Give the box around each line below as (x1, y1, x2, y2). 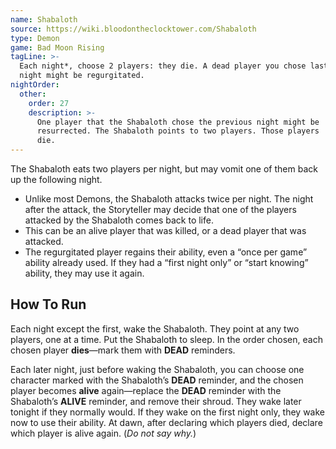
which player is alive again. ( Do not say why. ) (10, 427, 197, 439)
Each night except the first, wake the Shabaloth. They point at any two (10, 322, 300, 335)
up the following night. (10, 174, 103, 185)
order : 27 (28, 98, 70, 108)
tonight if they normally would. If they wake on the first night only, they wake (10, 406, 326, 418)
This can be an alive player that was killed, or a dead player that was (24, 225, 307, 236)
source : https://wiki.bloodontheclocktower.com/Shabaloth (10, 24, 257, 34)
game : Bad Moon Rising (10, 42, 105, 53)
